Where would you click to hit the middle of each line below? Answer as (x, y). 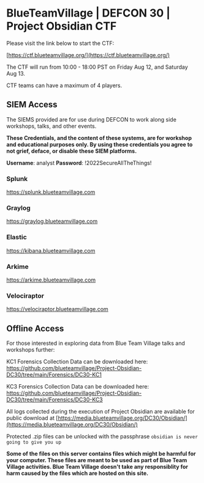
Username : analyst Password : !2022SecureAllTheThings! (79, 163)
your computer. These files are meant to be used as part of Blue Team (97, 460)
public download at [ (32, 418)
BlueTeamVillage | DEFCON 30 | (88, 13)
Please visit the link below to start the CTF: (60, 43)
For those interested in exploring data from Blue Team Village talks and (96, 343)
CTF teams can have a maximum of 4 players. (64, 85)
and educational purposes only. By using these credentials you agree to (100, 144)
